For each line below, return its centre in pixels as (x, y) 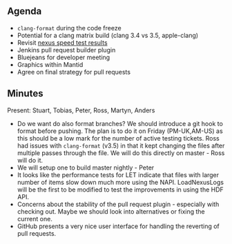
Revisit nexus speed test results (62, 42)
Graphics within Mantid (50, 64)
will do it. (30, 160)
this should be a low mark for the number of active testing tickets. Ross (118, 138)
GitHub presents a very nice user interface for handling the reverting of (118, 226)
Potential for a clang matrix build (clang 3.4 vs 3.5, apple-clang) (108, 35)
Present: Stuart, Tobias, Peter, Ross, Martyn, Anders (81, 110)
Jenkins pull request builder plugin (66, 50)
